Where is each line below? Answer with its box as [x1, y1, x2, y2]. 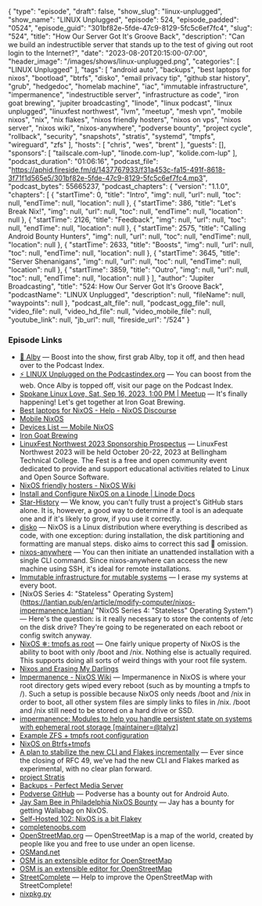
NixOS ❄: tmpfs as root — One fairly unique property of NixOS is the [19, 639, 241, 649]
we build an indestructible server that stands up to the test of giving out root [8, 40, 253, 49]
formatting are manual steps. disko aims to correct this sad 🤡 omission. [19, 539, 249, 548]
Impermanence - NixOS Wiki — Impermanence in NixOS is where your [19, 672, 246, 682]
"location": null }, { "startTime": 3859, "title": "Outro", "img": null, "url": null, [8, 265, 250, 274]
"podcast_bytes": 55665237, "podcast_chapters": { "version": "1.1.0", [8, 182, 230, 191]
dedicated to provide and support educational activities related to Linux [19, 464, 250, 474]
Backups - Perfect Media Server [19, 780, 124, 791]
